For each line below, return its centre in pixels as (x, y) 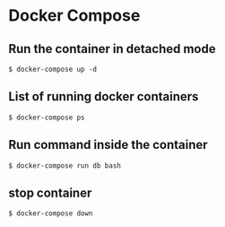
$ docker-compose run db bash (65, 166)
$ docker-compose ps (47, 118)
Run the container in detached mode (112, 49)
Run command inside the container (108, 145)
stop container (50, 193)
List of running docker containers (104, 96)
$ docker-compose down (51, 214)
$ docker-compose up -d (53, 69)
